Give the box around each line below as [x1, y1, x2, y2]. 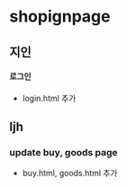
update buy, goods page [9, 147, 119, 159]
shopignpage [9, 6, 111, 27]
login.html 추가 [22, 93, 77, 103]
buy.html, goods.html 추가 [22, 168, 118, 179]
